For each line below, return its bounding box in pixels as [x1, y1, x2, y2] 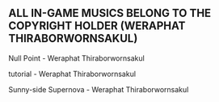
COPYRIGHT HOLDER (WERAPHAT [8, 19, 186, 33]
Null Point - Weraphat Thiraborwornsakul [8, 53, 145, 63]
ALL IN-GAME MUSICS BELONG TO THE [8, 6, 212, 20]
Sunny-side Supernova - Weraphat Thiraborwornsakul [8, 84, 189, 94]
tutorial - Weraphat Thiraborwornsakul [8, 69, 136, 79]
